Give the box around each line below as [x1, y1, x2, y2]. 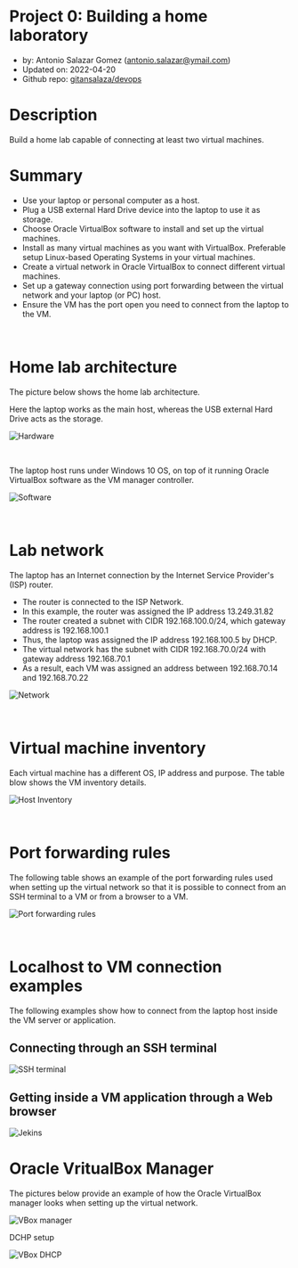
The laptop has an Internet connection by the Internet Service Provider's [9, 569, 274, 580]
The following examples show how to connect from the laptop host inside [9, 1005, 278, 1016]
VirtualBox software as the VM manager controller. [9, 474, 194, 485]
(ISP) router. [9, 579, 53, 590]
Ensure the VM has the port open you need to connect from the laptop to [21, 299, 289, 309]
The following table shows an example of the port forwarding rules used [9, 871, 274, 883]
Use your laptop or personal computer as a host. [21, 194, 200, 206]
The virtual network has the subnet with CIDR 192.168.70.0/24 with [21, 643, 267, 654]
